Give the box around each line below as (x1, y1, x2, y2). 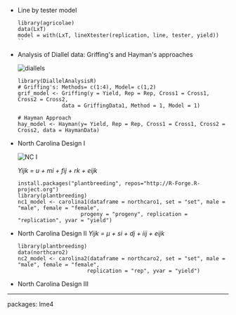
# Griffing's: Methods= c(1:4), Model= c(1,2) (17, 84, 157, 91)
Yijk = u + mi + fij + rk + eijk (17, 167, 98, 174)
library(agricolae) (17, 20, 75, 27)
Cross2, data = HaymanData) (17, 127, 100, 134)
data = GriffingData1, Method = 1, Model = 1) (62, 102, 201, 109)
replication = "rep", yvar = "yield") (86, 267, 201, 274)
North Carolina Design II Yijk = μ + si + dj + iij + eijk (17, 229, 165, 238)
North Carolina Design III (17, 280, 89, 288)
